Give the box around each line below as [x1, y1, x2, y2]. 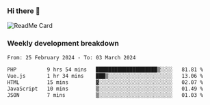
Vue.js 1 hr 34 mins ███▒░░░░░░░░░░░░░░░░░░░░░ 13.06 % [7, 73, 204, 80]
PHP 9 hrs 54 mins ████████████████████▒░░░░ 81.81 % [7, 66, 204, 74]
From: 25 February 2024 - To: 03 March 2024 [7, 54, 136, 61]
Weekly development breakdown [7, 39, 120, 48]
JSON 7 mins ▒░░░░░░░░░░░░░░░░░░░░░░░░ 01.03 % [7, 91, 204, 98]
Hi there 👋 [7, 6, 41, 16]
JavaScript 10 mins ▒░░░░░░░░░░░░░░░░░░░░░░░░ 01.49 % [7, 85, 204, 93]
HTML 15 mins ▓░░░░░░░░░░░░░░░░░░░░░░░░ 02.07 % [7, 79, 204, 86]
